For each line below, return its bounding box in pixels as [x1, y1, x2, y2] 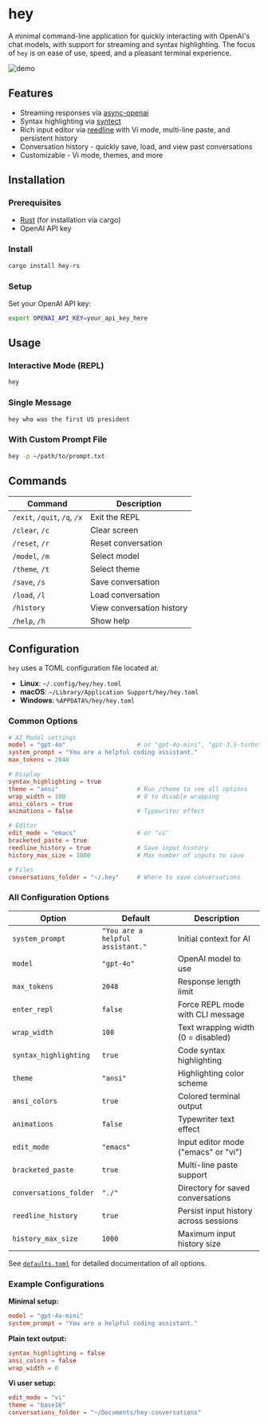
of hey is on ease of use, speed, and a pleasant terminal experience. [8, 48, 232, 57]
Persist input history [177, 1205, 253, 1216]
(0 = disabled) [177, 1032, 231, 1043]
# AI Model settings [8, 734, 77, 742]
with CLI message [177, 1009, 245, 1020]
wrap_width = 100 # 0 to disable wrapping [8, 793, 219, 801]
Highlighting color [177, 1068, 245, 1079]
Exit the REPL [90, 511, 140, 522]
